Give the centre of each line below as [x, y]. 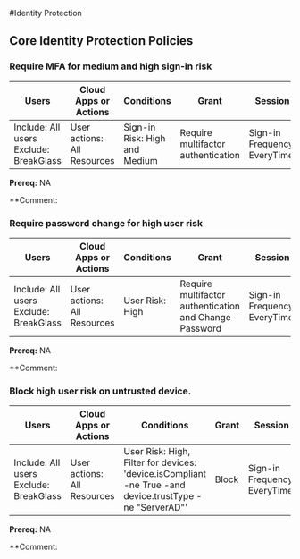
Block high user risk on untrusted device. [100, 391]
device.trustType [159, 496]
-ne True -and [154, 485]
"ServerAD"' [162, 507]
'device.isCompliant [165, 474]
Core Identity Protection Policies [101, 41]
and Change [205, 317]
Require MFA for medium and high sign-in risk [111, 66]
